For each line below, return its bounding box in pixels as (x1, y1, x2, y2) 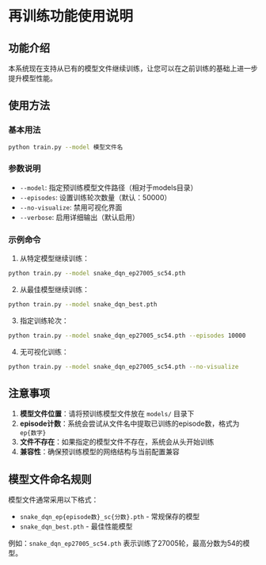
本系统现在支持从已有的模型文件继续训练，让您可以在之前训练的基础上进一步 (8, 64, 258, 73)
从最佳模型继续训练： (19, 285, 89, 294)
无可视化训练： (19, 347, 69, 356)
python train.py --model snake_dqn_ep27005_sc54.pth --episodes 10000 (8, 332, 246, 339)
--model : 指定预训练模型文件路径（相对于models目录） (19, 183, 198, 192)
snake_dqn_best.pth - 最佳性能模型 (19, 521, 133, 531)
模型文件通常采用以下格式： (8, 495, 99, 505)
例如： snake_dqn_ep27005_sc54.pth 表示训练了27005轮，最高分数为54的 (8, 539, 243, 548)
